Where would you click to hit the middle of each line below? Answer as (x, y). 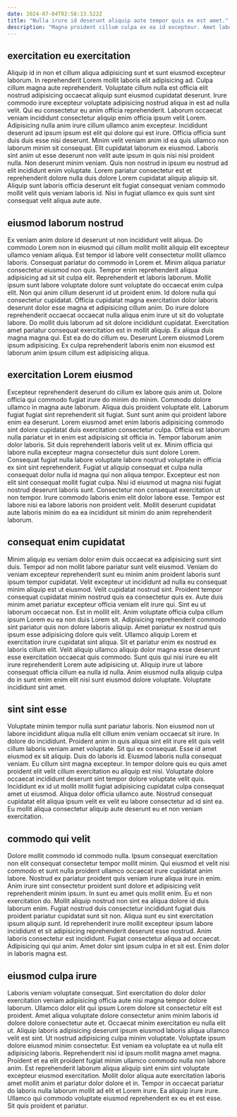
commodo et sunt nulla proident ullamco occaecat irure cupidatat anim (110, 871)
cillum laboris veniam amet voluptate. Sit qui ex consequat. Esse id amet (112, 749)
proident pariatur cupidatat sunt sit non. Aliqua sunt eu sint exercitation (110, 916)
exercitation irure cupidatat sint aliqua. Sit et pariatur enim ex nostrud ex (112, 642)
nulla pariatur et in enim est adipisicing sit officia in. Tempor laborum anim (115, 437)
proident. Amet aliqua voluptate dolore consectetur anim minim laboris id (113, 1016)
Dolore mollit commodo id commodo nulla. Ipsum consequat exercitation (113, 856)
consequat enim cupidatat (66, 542)
